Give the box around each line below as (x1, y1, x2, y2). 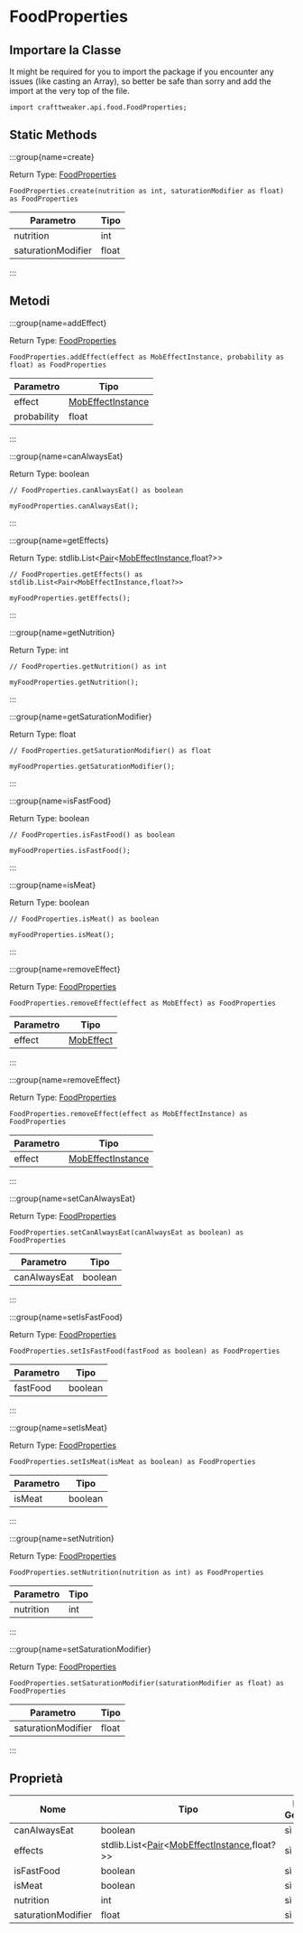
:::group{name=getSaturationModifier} (9, 711, 152, 722)
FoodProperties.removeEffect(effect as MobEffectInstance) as (9, 1109, 248, 1118)
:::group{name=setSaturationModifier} (9, 1643, 151, 1655)
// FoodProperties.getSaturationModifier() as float (9, 746, 212, 755)
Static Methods (9, 127, 97, 143)
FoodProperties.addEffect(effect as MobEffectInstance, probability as (9, 352, 284, 361)
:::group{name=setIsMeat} (9, 1422, 108, 1433)
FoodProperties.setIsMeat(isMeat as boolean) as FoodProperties (9, 1457, 256, 1466)
